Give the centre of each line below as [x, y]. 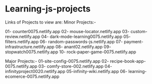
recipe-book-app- [128, 61]
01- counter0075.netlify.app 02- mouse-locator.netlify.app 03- [67, 31]
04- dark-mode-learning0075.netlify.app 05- [86, 36]
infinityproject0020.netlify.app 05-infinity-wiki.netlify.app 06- [66, 71]
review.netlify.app [23, 36]
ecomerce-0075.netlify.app [32, 76]
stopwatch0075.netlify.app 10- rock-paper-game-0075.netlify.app [71, 52]
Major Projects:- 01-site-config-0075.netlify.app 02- [57, 61]
